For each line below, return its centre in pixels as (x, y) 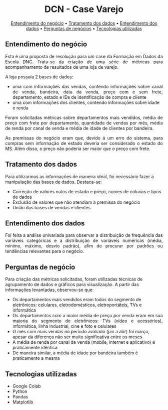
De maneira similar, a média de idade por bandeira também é (75, 353)
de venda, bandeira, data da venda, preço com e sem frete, (87, 92)
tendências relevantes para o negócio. (45, 251)
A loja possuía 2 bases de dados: (39, 77)
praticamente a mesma (36, 358)
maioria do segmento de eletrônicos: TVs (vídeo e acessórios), (87, 321)
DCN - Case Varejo (84, 9)
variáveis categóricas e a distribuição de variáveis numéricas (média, (84, 241)
